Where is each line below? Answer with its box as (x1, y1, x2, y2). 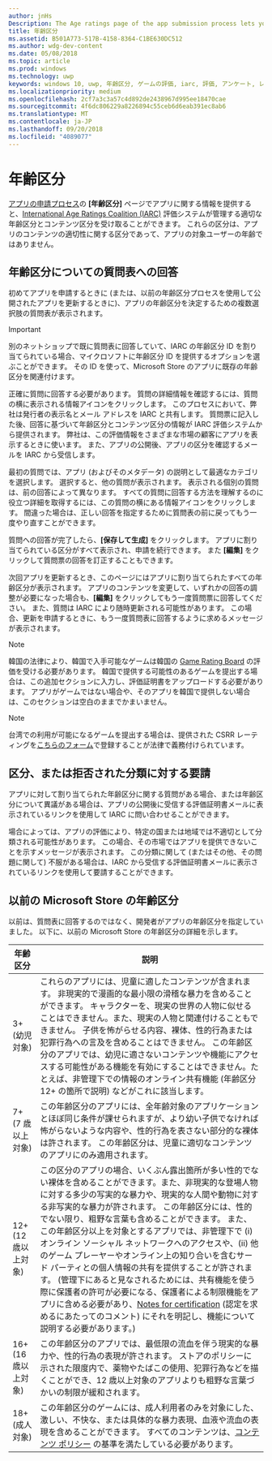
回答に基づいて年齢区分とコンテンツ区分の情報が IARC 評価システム (29, 420, 256, 429)
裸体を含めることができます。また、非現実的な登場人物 (48, 1177, 258, 1187)
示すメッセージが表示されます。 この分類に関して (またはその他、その (22, 847, 255, 857)
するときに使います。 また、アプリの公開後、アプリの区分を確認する (15, 440, 244, 450)
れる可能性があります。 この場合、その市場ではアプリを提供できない (22, 837, 251, 847)
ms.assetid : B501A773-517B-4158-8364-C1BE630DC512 (8, 34, 183, 43)
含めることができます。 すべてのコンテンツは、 (56, 1426, 236, 1437)
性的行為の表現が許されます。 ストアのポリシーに (64, 1351, 253, 1361)
